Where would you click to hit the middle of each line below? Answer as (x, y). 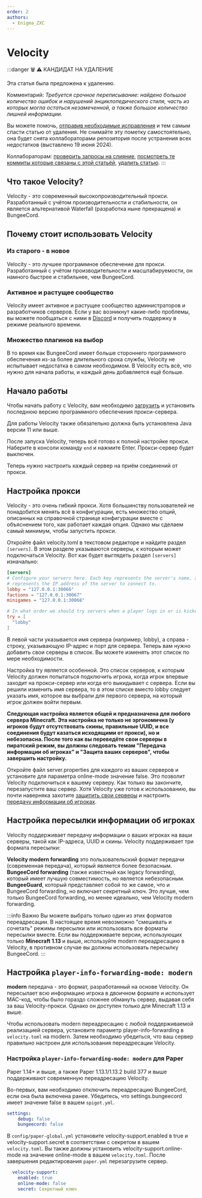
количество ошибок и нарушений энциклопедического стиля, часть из (98, 101)
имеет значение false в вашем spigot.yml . (61, 1102)
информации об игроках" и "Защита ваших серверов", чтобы (88, 752)
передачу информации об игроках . (52, 801)
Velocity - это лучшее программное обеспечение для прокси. (86, 264)
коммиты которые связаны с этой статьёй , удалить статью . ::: (87, 163)
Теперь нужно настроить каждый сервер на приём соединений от (92, 466)
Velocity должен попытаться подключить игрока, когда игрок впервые (97, 676)
